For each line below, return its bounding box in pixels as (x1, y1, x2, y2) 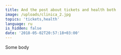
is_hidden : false (5, 26, 42, 31)
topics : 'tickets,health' (5, 16, 59, 21)
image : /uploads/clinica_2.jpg (5, 12, 71, 17)
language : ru (5, 21, 33, 26)
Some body (5, 44, 29, 50)
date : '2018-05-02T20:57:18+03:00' (5, 30, 80, 35)
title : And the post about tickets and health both (5, 7, 116, 12)
